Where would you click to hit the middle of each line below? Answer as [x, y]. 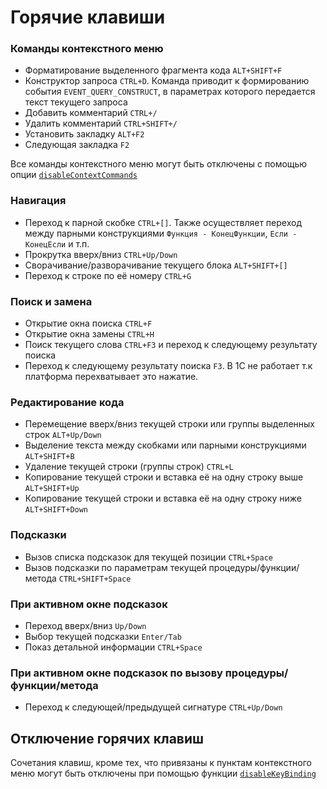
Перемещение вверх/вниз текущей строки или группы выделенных [169, 424]
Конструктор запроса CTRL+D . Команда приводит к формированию [167, 81]
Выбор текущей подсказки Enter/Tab [103, 636]
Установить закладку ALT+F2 [84, 134]
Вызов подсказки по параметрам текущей [115, 567]
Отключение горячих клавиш [107, 738]
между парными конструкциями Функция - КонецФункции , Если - [161, 233]
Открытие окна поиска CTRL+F [88, 323]
